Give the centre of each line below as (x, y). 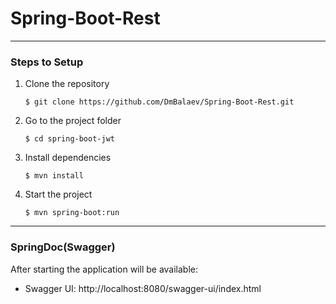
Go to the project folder (73, 121)
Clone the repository (67, 84)
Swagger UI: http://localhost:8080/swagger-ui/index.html (143, 288)
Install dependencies (68, 158)
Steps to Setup (47, 62)
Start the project (58, 194)
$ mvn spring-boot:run (72, 213)
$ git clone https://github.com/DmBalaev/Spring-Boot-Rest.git (159, 102)
